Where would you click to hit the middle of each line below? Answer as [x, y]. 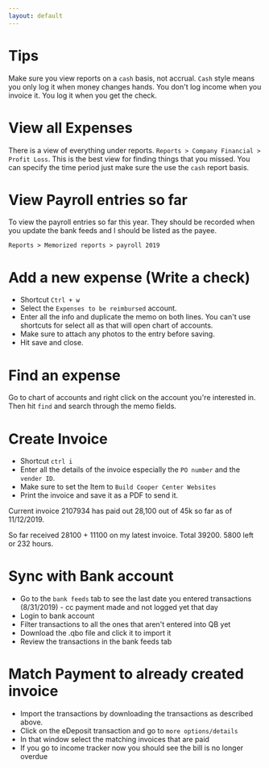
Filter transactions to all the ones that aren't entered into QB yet [125, 624]
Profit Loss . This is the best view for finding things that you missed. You [129, 159]
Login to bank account [57, 616]
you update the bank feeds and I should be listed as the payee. [113, 231]
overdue [34, 757]
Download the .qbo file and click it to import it [95, 633]
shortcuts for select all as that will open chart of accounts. [116, 326]
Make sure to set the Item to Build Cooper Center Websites [118, 487]
